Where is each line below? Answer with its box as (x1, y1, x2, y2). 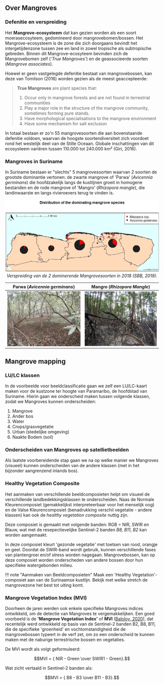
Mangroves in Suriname (5, 158, 63, 165)
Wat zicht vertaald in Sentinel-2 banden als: (5, 665, 93, 671)
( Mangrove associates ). (5, 61, 53, 67)
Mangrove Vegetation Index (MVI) (5, 594, 87, 601)
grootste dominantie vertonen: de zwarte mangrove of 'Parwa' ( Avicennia (5, 174, 153, 180)
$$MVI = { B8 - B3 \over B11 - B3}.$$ (44, 674, 120, 680)
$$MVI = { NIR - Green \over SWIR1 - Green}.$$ (34, 656, 130, 661)
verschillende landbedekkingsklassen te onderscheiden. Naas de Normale (5, 496, 155, 502)
